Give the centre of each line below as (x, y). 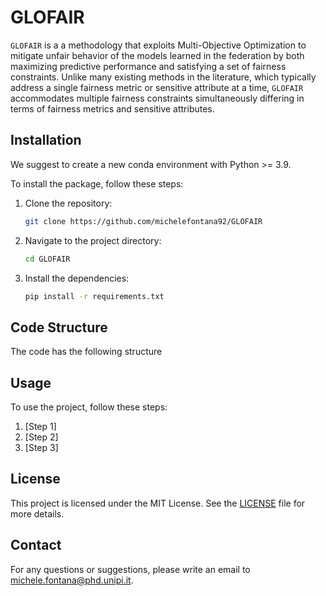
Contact (36, 545)
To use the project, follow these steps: (89, 407)
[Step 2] (41, 437)
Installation (46, 140)
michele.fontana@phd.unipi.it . (72, 580)
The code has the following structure (86, 352)
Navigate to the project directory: (93, 240)
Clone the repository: (68, 203)
